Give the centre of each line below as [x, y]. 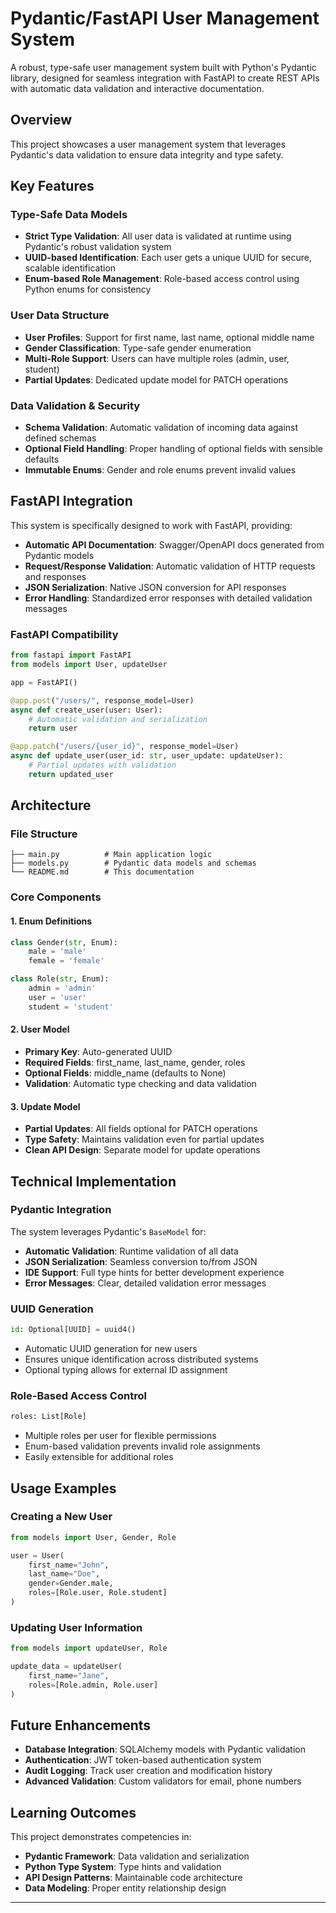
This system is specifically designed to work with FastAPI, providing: [151, 525]
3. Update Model [45, 1106]
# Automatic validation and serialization [118, 719]
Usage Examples [63, 1488]
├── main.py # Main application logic [111, 855]
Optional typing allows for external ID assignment [126, 1369]
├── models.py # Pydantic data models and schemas [133, 863]
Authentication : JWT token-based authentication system [143, 1760]
